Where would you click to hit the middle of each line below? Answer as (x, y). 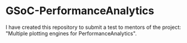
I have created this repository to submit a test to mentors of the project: (93, 27)
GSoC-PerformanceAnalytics (80, 11)
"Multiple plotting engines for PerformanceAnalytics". (71, 33)
